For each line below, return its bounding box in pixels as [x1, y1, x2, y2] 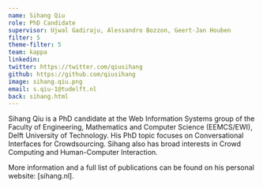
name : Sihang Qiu [8, 11, 66, 20]
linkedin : [8, 56, 41, 64]
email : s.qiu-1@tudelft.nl [8, 85, 97, 93]
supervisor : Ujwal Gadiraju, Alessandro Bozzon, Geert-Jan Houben [8, 26, 231, 34]
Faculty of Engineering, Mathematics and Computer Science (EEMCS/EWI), [8, 122, 253, 132]
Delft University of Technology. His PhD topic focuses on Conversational [8, 131, 244, 141]
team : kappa [8, 48, 47, 56]
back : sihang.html [8, 92, 69, 100]
